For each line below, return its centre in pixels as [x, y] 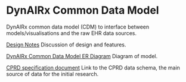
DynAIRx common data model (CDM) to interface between [78, 27]
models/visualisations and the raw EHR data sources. [72, 33]
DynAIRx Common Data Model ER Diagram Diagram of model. [82, 56]
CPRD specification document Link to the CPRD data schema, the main [93, 67]
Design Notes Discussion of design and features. [66, 45]
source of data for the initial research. [52, 74]
